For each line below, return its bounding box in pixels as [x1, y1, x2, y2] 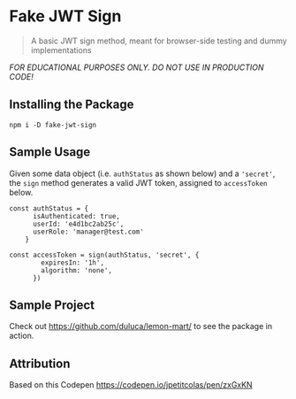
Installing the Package [9, 97, 134, 112]
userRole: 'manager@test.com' [32, 227, 144, 236]
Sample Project [9, 297, 95, 312]
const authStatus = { [9, 203, 89, 213]
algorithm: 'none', [41, 265, 113, 275]
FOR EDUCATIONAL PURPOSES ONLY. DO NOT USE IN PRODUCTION [9, 62, 264, 73]
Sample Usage [9, 144, 91, 160]
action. [9, 330, 34, 341]
